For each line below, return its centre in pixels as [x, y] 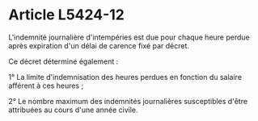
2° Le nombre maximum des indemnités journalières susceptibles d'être [128, 101]
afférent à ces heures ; [46, 86]
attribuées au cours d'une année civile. [73, 110]
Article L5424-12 [67, 15]
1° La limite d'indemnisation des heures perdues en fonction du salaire [125, 77]
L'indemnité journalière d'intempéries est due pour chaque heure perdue [129, 37]
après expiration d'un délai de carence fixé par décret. [99, 45]
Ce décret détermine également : [63, 61]
